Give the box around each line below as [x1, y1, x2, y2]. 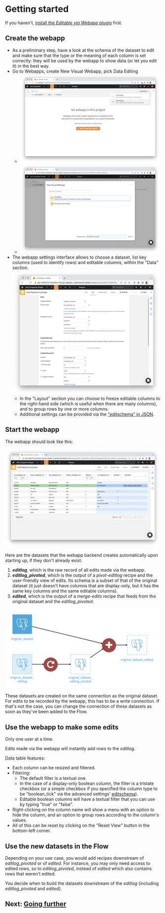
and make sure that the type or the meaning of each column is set [12, 52, 146, 58]
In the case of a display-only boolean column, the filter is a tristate [19, 781, 154, 787]
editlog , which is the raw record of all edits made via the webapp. [12, 567, 146, 573]
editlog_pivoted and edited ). [5, 886, 62, 892]
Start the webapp [5, 425, 60, 434]
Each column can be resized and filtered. [12, 765, 96, 771]
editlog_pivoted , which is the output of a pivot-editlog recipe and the [12, 572, 153, 578]
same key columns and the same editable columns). [12, 588, 118, 594]
